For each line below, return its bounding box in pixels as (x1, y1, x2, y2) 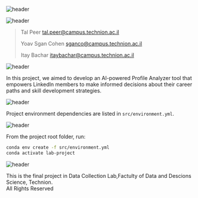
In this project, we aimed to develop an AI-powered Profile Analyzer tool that (6, 75, 192, 81)
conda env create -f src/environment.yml (6, 145, 110, 151)
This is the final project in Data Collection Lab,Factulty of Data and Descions (6, 172, 191, 179)
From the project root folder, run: (6, 133, 86, 140)
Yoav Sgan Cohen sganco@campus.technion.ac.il (20, 40, 142, 47)
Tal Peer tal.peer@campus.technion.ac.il (20, 28, 119, 36)
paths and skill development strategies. (6, 87, 102, 94)
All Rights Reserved (6, 184, 54, 192)
